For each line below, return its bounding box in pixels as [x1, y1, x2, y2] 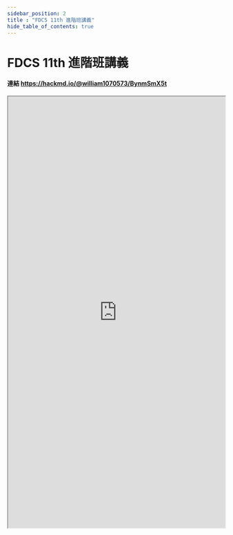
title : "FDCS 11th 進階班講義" [7, 17, 95, 23]
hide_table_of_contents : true [7, 23, 94, 30]
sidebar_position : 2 [7, 10, 67, 17]
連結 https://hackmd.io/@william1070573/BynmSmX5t [7, 79, 168, 88]
